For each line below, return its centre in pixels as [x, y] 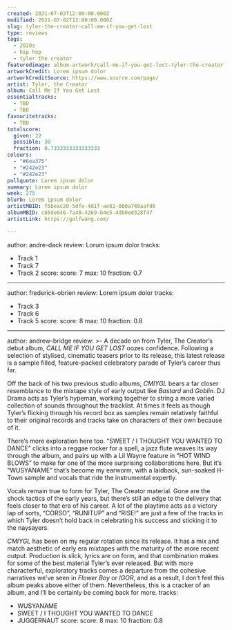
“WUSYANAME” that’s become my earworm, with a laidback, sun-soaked [111, 470]
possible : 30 [32, 142]
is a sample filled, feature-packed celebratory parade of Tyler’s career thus [114, 363]
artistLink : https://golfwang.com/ [58, 219]
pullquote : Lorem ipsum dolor [51, 180]
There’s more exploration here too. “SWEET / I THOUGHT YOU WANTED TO [115, 441]
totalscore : [24, 129]
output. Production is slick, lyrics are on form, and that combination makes [113, 555]
